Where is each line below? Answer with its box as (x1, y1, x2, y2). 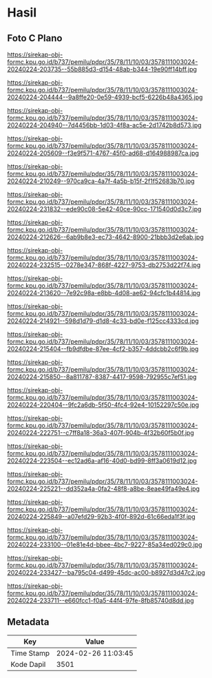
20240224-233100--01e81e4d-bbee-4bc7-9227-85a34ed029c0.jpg (7, 540, 203, 549)
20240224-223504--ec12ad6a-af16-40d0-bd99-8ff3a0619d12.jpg (7, 456, 198, 465)
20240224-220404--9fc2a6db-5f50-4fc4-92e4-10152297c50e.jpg (7, 401, 200, 409)
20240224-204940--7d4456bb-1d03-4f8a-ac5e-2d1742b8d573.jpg (7, 121, 202, 129)
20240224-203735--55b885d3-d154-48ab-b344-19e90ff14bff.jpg (7, 65, 198, 73)
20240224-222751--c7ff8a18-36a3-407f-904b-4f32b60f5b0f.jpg (7, 429, 195, 436)
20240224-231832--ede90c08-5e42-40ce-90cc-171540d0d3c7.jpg (7, 205, 202, 213)
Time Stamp (10, 648, 50, 658)
